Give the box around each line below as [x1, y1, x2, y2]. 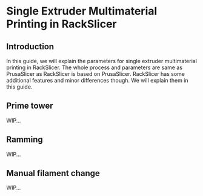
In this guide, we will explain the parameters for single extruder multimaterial [6, 58, 197, 64]
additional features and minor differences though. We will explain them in [6, 77, 189, 84]
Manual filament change [6, 168, 100, 178]
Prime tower [6, 101, 53, 111]
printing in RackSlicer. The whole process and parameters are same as [6, 64, 183, 71]
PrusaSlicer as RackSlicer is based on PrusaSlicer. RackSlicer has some [6, 70, 185, 77]
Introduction [6, 41, 55, 52]
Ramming [6, 135, 44, 145]
